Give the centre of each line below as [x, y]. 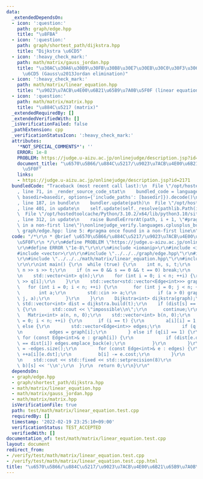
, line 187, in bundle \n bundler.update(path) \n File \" [95, 203]
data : [13, 12]
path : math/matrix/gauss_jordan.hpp [63, 62]
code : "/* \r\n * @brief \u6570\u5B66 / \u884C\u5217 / [78, 236]
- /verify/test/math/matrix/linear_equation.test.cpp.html [82, 461]
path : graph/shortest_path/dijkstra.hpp [69, 46]
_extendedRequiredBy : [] [43, 113]
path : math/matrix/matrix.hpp [55, 101]
